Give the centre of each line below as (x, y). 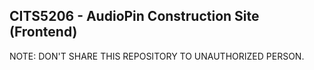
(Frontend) (43, 32)
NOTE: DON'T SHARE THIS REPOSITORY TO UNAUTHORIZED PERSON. (157, 56)
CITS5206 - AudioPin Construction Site (134, 16)
